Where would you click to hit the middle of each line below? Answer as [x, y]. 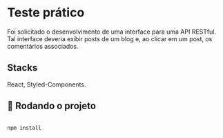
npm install [24, 128]
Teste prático [46, 13]
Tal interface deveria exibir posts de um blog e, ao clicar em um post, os [110, 38]
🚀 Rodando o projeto [52, 106]
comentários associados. [43, 46]
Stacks [22, 68]
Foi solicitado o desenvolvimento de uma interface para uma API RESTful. [111, 32]
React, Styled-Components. [47, 84]
